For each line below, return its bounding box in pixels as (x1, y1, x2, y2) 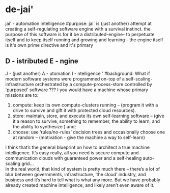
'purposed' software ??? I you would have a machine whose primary (5, 87, 149, 93)
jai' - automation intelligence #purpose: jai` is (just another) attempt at (5, 20, 152, 26)
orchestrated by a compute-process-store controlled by (35, 81, 153, 87)
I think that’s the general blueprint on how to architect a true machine (5, 144, 150, 150)
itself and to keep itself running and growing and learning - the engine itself (5, 37, 163, 43)
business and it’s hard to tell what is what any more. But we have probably (5, 177, 160, 183)
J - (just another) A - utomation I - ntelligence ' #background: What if (5, 70, 150, 76)
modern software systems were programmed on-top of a (5, 75, 125, 82)
